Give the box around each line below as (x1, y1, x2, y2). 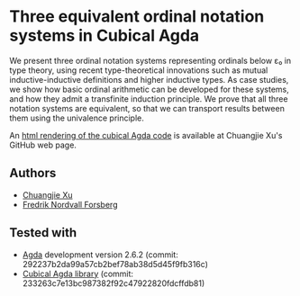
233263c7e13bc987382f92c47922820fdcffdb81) (22, 277, 205, 289)
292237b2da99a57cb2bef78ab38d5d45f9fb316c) (22, 258, 209, 269)
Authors (9, 166, 57, 181)
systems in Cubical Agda (9, 25, 200, 46)
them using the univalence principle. (9, 112, 144, 123)
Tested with (9, 225, 77, 240)
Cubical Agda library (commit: (22, 268, 133, 279)
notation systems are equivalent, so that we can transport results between (9, 103, 286, 113)
